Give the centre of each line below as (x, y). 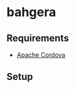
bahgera (31, 12)
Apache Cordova (41, 55)
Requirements (38, 38)
